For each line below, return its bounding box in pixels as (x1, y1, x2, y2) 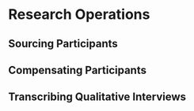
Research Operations (8, 6, 150, 24)
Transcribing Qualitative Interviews (8, 91, 187, 104)
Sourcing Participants (8, 37, 119, 50)
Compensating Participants (8, 63, 146, 76)
